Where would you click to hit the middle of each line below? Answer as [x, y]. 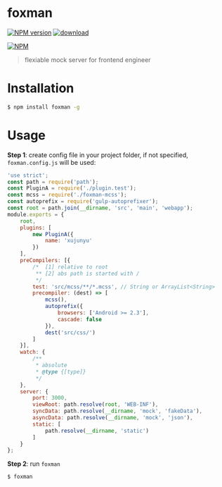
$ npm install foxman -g [44, 107]
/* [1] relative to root [71, 267]
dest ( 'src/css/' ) [70, 333]
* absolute [52, 365]
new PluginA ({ [53, 234]
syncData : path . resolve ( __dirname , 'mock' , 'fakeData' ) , [118, 411]
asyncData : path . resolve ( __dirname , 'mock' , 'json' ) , [113, 418]
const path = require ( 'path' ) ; [53, 182]
